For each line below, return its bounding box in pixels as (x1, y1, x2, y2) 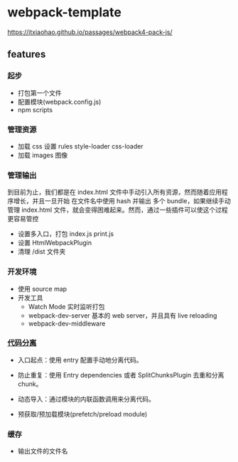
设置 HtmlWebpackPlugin (17, 239, 92, 247)
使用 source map (17, 284, 67, 293)
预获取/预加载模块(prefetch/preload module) (17, 409, 148, 418)
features (7, 48, 46, 60)
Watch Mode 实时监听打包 (28, 302, 105, 311)
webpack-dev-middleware (28, 319, 106, 328)
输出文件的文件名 (17, 447, 68, 456)
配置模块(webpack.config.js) (17, 97, 102, 106)
